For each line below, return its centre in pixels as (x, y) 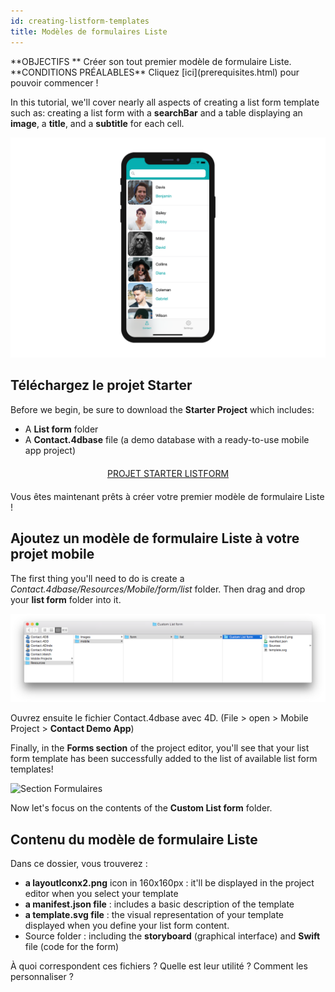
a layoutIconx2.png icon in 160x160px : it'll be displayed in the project (169, 883)
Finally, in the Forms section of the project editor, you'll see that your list (160, 748)
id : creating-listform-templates (80, 21)
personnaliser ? (42, 977)
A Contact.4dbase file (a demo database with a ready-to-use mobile (167, 439)
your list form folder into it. (66, 599)
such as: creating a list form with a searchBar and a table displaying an (156, 112)
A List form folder (61, 429)
